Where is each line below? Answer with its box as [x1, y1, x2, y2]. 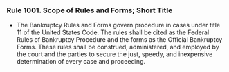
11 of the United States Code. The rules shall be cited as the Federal [16, 28, 210, 36]
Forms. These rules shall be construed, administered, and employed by [16, 43, 219, 51]
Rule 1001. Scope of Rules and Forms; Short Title [6, 5, 173, 15]
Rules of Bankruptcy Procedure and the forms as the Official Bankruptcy [16, 36, 223, 44]
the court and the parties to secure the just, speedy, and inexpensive [16, 50, 213, 58]
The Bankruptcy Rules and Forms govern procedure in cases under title [16, 21, 221, 29]
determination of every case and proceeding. [16, 58, 146, 66]
